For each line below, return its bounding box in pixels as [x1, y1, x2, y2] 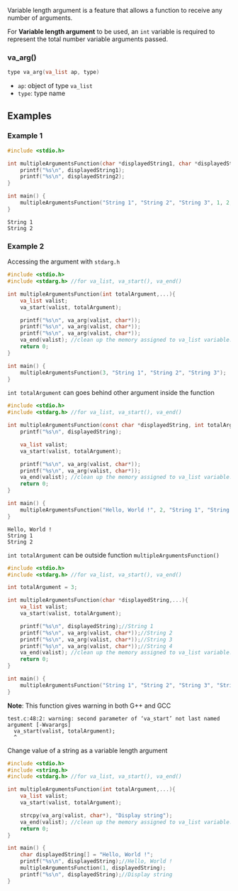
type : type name [17, 89, 66, 98]
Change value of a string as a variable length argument [7, 746, 168, 755]
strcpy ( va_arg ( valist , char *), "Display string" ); [20, 811, 173, 819]
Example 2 [7, 241, 45, 251]
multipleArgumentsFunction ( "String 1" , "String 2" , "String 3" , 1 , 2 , [20, 199, 233, 207]
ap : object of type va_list [17, 82, 93, 90]
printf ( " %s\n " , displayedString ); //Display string [20, 870, 173, 878]
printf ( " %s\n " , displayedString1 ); [20, 166, 125, 173]
